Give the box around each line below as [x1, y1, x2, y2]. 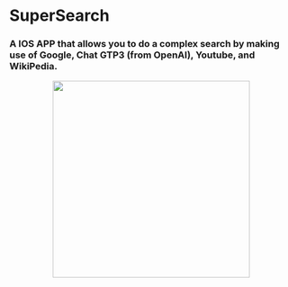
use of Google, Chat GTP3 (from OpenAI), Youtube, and [9, 49, 256, 61]
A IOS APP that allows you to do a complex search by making [9, 38, 281, 50]
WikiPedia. [9, 60, 58, 73]
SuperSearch [9, 5, 110, 26]
